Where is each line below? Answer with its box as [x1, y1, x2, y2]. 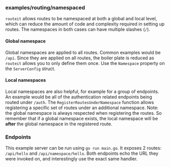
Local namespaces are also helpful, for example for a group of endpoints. [5, 88, 159, 94]
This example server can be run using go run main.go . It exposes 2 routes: [5, 145, 162, 151]
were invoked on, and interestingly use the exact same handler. [5, 156, 138, 161]
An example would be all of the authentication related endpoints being [5, 93, 152, 100]
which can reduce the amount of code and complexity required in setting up [5, 21, 165, 27]
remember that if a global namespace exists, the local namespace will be [5, 115, 158, 121]
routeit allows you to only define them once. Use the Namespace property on [5, 60, 165, 66]
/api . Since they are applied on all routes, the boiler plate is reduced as [5, 55, 154, 61]
